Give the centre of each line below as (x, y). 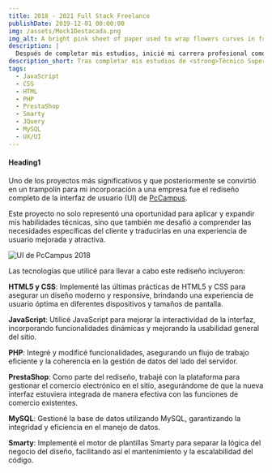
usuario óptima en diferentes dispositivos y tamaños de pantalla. (116, 303)
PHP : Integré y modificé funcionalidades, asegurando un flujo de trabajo (129, 352)
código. (21, 460)
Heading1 (25, 162)
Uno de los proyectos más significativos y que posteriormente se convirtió (132, 180)
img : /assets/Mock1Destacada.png (65, 31)
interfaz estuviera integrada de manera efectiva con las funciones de (123, 393)
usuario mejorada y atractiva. (57, 239)
